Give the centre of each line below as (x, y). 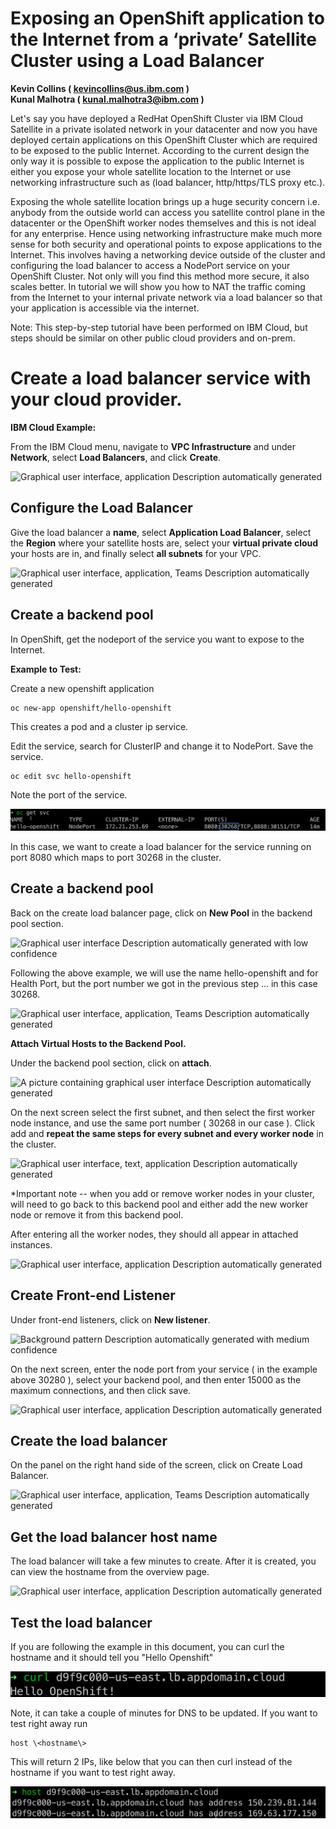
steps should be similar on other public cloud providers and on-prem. (153, 338)
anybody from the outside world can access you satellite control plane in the (168, 212)
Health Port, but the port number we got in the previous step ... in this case (164, 983)
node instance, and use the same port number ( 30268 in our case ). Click (163, 1123)
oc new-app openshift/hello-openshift (91, 708)
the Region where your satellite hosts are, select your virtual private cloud (164, 543)
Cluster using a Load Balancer (137, 61)
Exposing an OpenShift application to (167, 18)
